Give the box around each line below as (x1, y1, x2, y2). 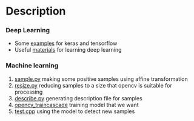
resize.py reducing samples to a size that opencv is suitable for (14, 81, 172, 89)
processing (14, 88, 43, 95)
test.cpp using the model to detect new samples (14, 108, 135, 115)
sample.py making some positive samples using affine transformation (14, 75, 189, 83)
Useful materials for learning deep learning (14, 46, 122, 54)
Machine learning (5, 61, 59, 70)
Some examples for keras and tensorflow (14, 40, 118, 47)
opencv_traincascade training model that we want (14, 101, 139, 108)
